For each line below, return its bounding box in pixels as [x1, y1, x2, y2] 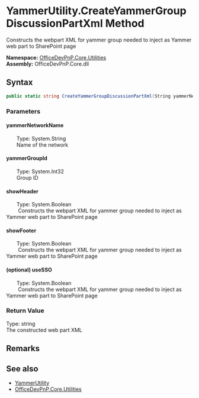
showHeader [6, 187, 38, 195]
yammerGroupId [6, 155, 47, 162]
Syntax [6, 77, 33, 88]
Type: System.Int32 [17, 167, 64, 175]
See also [6, 364, 38, 374]
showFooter [6, 226, 37, 234]
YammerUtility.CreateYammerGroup [6, 4, 187, 18]
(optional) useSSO [6, 266, 52, 273]
